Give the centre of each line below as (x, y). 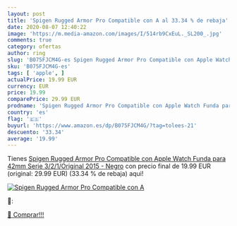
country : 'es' (28, 112)
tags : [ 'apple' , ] (36, 73)
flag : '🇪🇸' (25, 119)
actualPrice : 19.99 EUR (42, 79)
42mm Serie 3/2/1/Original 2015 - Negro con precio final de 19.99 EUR (109, 166)
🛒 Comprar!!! (26, 215)
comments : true (30, 40)
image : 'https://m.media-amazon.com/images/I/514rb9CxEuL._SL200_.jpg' (115, 34)
